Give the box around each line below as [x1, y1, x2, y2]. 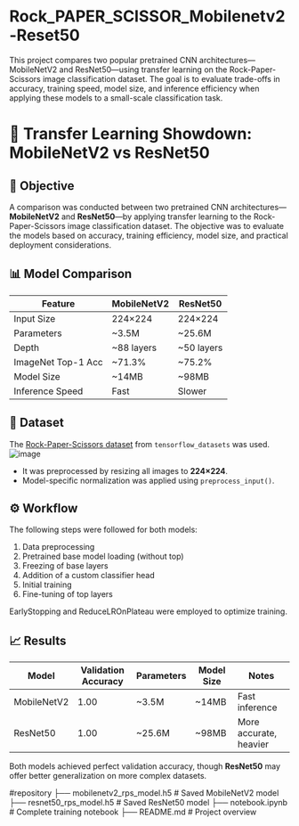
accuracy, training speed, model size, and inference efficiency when [9, 83, 260, 94]
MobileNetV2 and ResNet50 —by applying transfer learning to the [9, 211, 252, 222]
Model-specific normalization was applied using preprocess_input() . [21, 475, 275, 486]
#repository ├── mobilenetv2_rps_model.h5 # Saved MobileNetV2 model [9, 788, 279, 798]
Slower [177, 385, 207, 397]
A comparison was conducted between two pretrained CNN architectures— [9, 201, 287, 212]
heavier [237, 738, 270, 750]
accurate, [237, 727, 278, 740]
